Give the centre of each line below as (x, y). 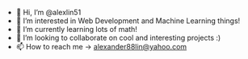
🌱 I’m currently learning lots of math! (76, 29)
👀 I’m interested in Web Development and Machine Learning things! (128, 21)
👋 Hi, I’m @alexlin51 (48, 12)
